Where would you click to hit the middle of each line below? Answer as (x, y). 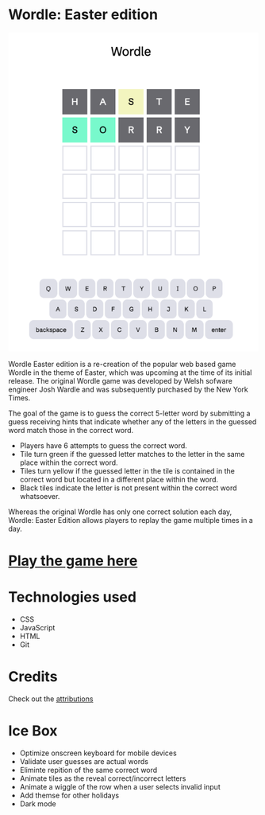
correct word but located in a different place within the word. (119, 480)
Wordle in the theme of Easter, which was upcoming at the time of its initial (130, 372)
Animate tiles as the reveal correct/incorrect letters (103, 778)
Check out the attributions (51, 699)
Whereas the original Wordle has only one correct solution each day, (120, 512)
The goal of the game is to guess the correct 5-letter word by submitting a (129, 413)
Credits (33, 677)
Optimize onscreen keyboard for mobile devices (98, 753)
